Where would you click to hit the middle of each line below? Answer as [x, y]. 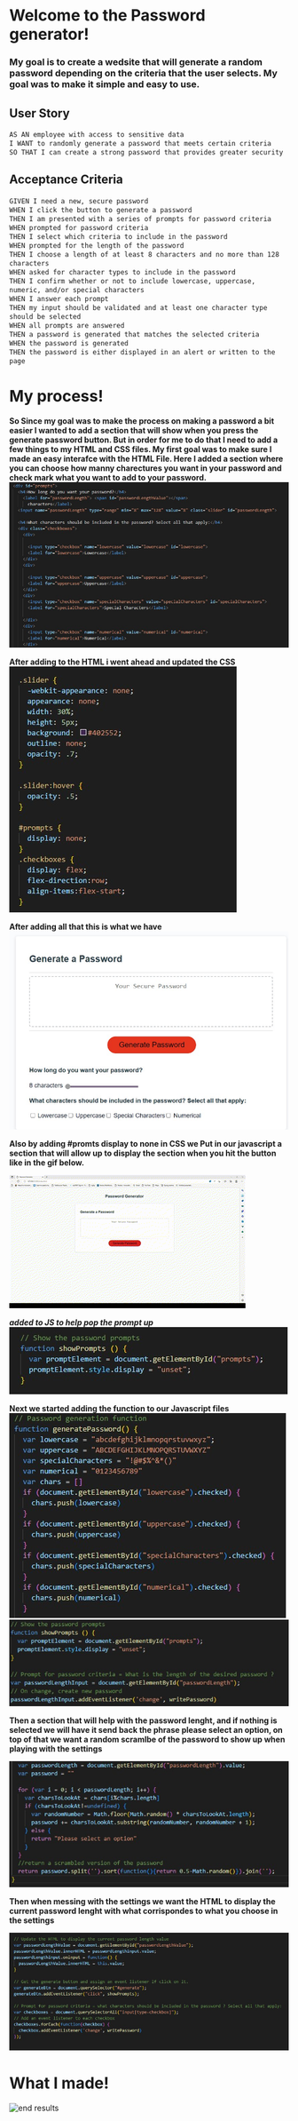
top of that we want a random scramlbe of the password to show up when [147, 1740]
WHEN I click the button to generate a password [101, 210]
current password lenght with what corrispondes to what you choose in [144, 1911]
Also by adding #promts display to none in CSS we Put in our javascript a [145, 1144]
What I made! [59, 2083]
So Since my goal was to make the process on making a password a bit [142, 421]
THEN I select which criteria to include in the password [118, 236]
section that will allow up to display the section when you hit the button [143, 1153]
